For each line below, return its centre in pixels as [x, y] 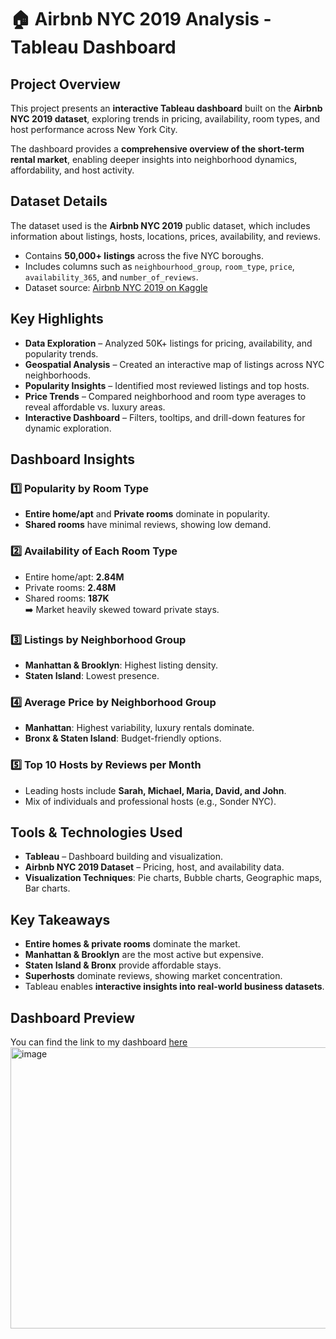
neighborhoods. [58, 375]
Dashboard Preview [73, 1017]
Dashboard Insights [73, 459]
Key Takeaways [60, 919]
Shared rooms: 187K [67, 598]
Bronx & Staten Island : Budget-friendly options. [123, 738]
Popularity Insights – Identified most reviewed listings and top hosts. [167, 385]
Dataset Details [59, 201]
